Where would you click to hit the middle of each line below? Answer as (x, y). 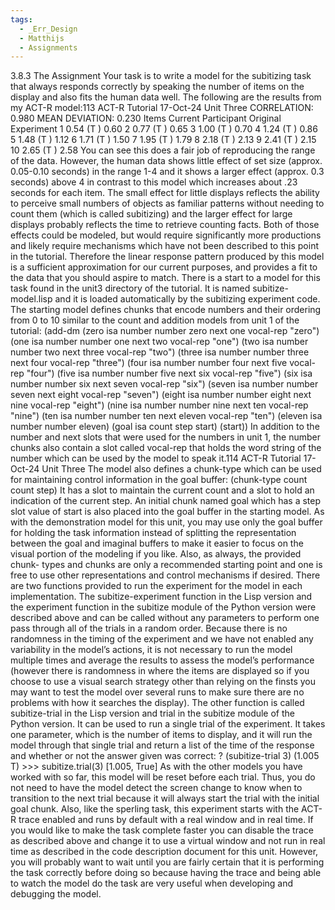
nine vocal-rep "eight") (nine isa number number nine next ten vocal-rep (159, 405)
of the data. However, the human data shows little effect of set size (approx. (166, 161)
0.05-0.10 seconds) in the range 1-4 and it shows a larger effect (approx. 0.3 (167, 172)
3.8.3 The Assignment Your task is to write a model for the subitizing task (161, 76)
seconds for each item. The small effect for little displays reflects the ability (165, 193)
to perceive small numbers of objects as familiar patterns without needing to (167, 203)
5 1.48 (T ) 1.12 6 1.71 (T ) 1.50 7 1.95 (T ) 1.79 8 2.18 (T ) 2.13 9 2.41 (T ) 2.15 (163, 140)
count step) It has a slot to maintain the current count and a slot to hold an (162, 490)
